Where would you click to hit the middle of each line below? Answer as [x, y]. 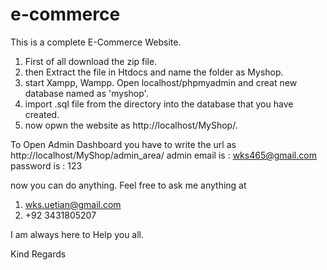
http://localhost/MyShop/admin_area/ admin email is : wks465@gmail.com [163, 155]
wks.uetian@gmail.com [73, 204]
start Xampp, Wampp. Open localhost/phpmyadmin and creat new [161, 82]
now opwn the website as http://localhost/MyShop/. [131, 125]
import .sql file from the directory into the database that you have [159, 104]
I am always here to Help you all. [77, 234]
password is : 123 [46, 165]
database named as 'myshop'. [86, 93]
